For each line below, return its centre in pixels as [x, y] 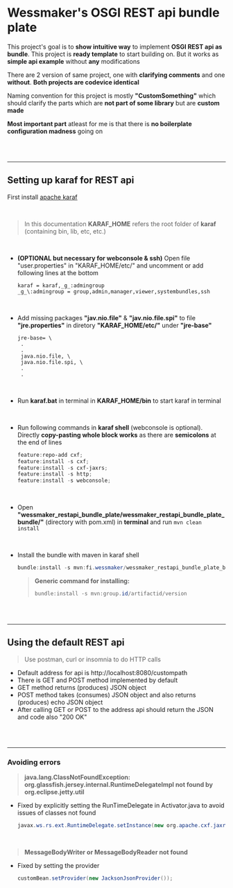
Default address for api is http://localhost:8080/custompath [102, 672]
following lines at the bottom [58, 272]
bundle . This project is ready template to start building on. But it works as [113, 54]
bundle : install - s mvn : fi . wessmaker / [72, 568]
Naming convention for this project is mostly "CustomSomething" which [112, 96]
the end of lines [40, 442]
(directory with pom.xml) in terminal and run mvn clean [124, 522]
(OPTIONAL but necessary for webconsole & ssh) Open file [104, 258]
